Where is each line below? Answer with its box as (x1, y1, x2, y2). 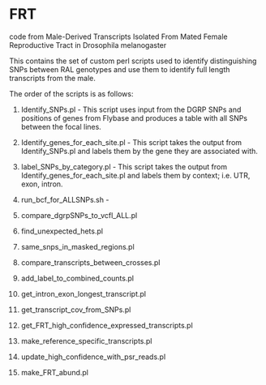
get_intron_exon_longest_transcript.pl (20, 289, 147, 298)
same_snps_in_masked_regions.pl (20, 242, 135, 251)
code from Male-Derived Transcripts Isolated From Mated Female (9, 32, 228, 41)
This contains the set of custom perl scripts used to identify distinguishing (9, 56, 257, 66)
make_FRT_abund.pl (20, 367, 88, 377)
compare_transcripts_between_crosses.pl (20, 257, 161, 267)
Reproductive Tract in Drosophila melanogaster (9, 40, 167, 49)
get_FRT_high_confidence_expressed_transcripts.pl (20, 320, 193, 330)
